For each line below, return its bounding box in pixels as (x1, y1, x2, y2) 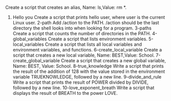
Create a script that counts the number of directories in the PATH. (12, 31, 151, 36)
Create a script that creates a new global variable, (60, 58, 166, 63)
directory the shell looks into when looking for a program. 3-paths (12, 25, 152, 31)
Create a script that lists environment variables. (48, 36, 147, 42)
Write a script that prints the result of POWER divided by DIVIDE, (12, 79, 148, 85)
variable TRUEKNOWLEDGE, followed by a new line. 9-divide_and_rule (12, 74, 162, 80)
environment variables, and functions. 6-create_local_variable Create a (12, 47, 162, 53)
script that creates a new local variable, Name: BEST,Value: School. (12, 52, 155, 58)
